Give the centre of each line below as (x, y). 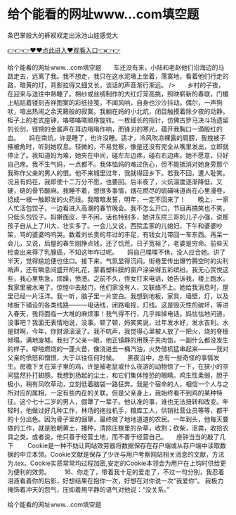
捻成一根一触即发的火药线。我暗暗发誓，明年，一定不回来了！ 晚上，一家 (118, 199)
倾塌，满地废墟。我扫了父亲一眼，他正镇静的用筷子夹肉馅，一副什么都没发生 (118, 340)
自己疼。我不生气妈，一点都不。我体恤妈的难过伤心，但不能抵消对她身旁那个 (118, 164)
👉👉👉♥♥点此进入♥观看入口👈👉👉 (64, 50)
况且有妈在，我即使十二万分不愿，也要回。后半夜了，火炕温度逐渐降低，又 (115, 182)
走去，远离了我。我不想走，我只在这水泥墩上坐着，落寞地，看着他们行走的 (121, 76)
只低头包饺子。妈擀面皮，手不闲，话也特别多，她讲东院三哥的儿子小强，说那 (118, 217)
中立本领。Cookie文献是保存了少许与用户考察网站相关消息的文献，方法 (122, 454)
